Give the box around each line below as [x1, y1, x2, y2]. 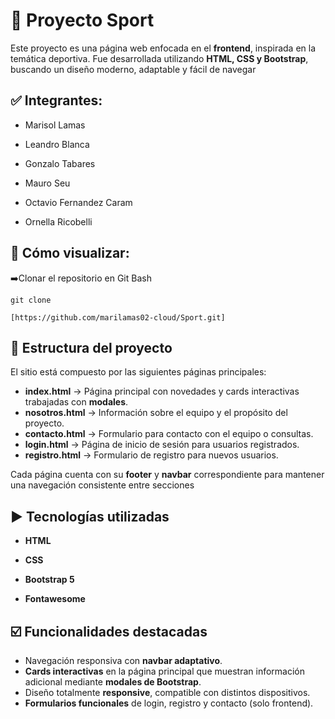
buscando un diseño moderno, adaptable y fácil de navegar [10, 63, 257, 75]
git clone [10, 295, 52, 305]
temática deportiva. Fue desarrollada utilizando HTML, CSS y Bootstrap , [10, 52, 309, 64]
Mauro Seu [24, 177, 71, 189]
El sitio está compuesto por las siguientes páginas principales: [10, 366, 267, 378]
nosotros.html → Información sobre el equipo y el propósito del [24, 407, 288, 419]
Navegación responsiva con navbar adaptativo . [24, 655, 223, 666]
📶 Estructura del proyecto [10, 339, 173, 356]
